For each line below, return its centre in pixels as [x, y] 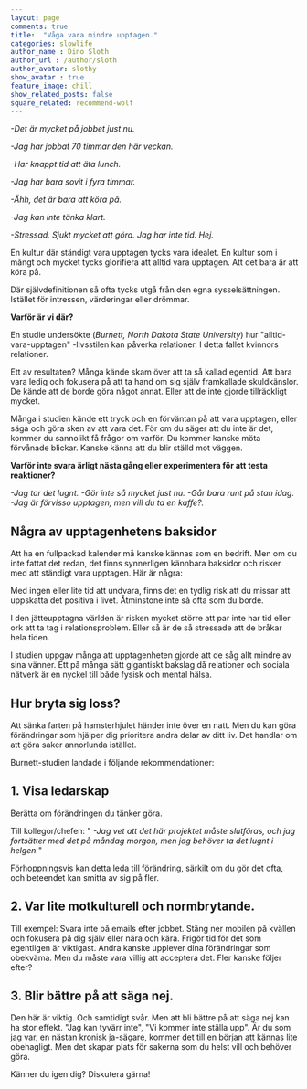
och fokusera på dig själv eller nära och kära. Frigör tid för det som [136, 938]
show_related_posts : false [62, 94]
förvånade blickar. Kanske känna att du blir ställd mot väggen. [127, 448]
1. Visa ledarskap [60, 791]
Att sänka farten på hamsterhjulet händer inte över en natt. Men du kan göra [153, 725]
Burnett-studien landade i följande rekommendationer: [112, 762]
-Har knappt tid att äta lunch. [66, 164]
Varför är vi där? [42, 317]
